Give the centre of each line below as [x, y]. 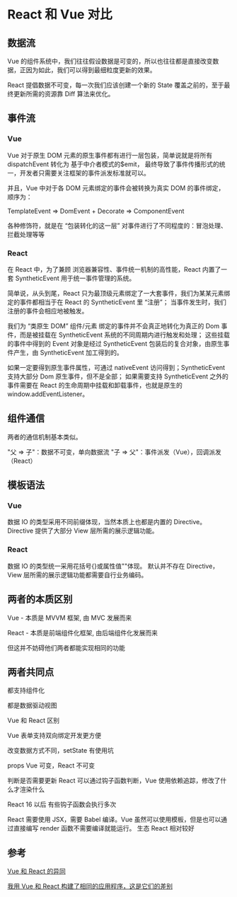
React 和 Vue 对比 [60, 15]
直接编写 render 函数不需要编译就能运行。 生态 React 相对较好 [104, 828]
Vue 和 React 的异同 [36, 872]
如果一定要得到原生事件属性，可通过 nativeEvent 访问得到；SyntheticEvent [116, 367]
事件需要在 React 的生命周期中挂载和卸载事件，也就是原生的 [95, 385]
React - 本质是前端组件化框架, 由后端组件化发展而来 [82, 632]
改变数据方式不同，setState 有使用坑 [61, 751]
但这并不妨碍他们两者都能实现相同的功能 [66, 647]
